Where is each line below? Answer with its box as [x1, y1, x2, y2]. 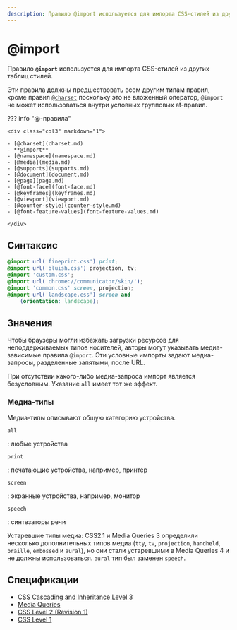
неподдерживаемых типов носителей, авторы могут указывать [7, 343, 200, 352]
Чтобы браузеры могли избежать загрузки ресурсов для [7, 336, 180, 345]
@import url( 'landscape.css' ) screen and [7, 291, 131, 298]
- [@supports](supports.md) [7, 165, 90, 172]
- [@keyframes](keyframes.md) [7, 189, 97, 196]
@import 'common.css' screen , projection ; [7, 284, 134, 292]
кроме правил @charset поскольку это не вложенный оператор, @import [7, 93, 224, 101]
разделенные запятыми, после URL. [36, 358, 146, 367]
